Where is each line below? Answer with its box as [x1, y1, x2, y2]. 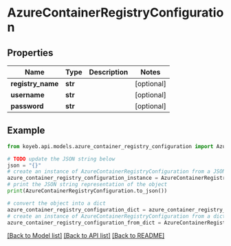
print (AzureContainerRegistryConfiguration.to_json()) [7, 187, 168, 194]
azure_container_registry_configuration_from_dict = [7, 219, 162, 226]
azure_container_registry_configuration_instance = [7, 174, 158, 182]
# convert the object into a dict [7, 200, 107, 207]
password [10, 101, 44, 111]
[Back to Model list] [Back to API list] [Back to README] [7, 232, 165, 240]
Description [89, 68, 129, 76]
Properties [7, 47, 54, 59]
